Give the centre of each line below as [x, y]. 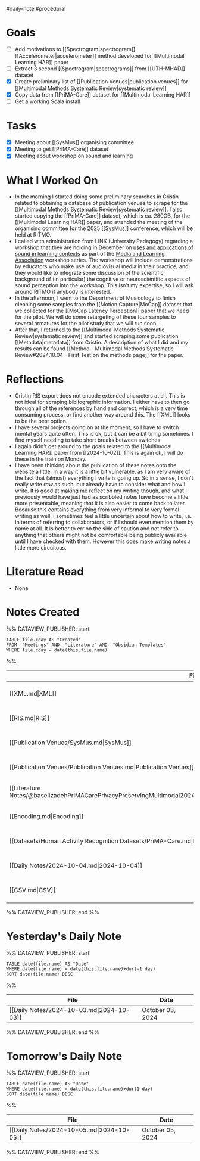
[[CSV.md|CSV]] [32, 890]
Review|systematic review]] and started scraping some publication [96, 336]
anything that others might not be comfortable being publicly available [101, 535]
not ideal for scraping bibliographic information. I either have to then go [102, 402]
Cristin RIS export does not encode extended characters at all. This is [100, 396]
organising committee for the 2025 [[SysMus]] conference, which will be [104, 228]
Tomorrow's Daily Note [64, 1056]
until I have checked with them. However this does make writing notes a [103, 541]
